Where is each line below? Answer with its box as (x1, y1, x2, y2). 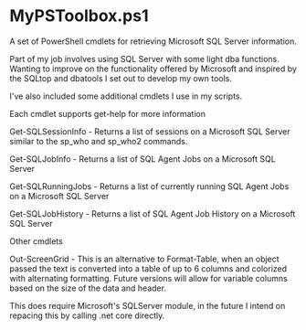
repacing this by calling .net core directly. (9, 310, 165, 321)
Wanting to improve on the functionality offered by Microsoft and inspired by (9, 63, 297, 74)
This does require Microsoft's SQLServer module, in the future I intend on (9, 300, 286, 311)
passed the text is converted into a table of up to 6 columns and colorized (9, 262, 288, 274)
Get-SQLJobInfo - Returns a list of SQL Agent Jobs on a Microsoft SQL (9, 153, 276, 165)
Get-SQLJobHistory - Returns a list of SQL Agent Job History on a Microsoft (9, 208, 296, 219)
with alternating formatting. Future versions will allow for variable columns (9, 272, 288, 283)
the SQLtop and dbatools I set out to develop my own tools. (9, 72, 233, 83)
